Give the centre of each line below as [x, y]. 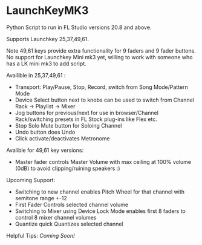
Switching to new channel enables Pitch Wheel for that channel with [100, 192]
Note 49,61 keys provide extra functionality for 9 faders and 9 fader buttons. [101, 51]
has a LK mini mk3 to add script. [46, 64]
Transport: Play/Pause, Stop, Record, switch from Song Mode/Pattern [102, 87]
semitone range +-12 [41, 198]
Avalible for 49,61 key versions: [45, 150]
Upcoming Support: [31, 180]
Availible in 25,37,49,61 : [36, 75]
